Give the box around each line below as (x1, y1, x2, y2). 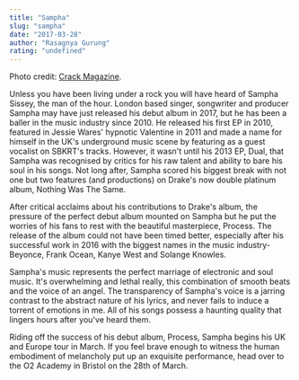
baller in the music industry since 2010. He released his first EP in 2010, (9, 118, 274, 128)
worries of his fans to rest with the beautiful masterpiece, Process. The (9, 221, 272, 232)
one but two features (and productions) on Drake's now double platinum (9, 174, 277, 185)
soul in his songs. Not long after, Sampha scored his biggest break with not (9, 165, 287, 176)
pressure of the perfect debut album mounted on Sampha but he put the (9, 211, 277, 222)
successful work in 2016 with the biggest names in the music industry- (9, 240, 271, 251)
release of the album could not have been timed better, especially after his (9, 230, 285, 241)
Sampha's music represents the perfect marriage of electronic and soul (9, 267, 274, 278)
